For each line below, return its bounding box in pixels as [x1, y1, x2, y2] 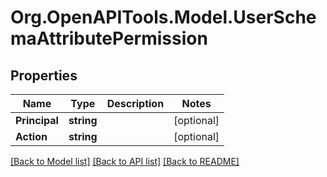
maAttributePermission [10, 27, 208, 50]
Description [106, 97, 165, 110]
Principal [15, 114, 59, 127]
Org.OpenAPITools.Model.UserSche [10, 6, 317, 29]
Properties [10, 67, 78, 84]
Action [15, 130, 48, 143]
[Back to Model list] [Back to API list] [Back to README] [10, 156, 240, 167]
